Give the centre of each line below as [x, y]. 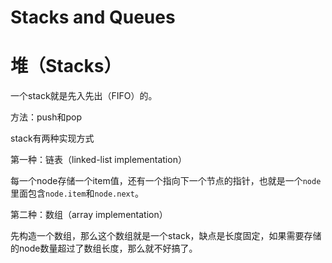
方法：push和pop [46, 117]
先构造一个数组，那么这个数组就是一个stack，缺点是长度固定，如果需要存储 [166, 236]
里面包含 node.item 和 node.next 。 [77, 193]
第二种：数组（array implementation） [89, 215]
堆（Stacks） [66, 66]
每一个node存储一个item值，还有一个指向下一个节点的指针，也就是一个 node [166, 181]
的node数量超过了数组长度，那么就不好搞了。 [104, 248]
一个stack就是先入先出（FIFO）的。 [84, 96]
